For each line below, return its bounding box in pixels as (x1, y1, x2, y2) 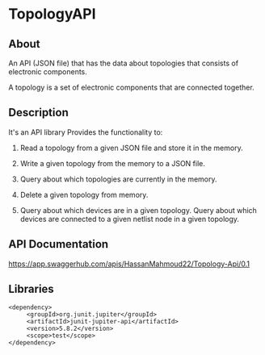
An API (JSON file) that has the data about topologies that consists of (8, 58, 239, 68)
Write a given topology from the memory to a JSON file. (19, 158, 206, 168)
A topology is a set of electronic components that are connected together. (8, 82, 254, 92)
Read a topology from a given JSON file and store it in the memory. (19, 143, 244, 152)
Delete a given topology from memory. (19, 190, 149, 199)
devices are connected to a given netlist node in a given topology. (19, 214, 240, 223)
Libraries (8, 282, 54, 296)
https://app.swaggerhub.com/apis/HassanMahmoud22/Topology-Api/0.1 (8, 259, 250, 269)
